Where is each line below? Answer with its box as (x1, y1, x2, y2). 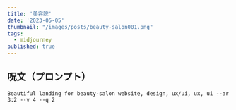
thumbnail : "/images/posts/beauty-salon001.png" (7, 23, 153, 30)
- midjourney (13, 37, 52, 44)
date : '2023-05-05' (7, 17, 65, 24)
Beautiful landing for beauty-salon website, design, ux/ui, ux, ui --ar (7, 90, 230, 97)
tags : (7, 30, 23, 37)
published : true (7, 43, 55, 50)
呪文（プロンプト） (7, 71, 91, 83)
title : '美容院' (7, 10, 52, 18)
